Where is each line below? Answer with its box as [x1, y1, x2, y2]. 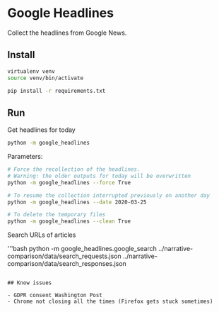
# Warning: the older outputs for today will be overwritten [7, 172, 191, 179]
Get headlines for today [7, 126, 76, 134]
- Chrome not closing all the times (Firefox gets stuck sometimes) [7, 298, 213, 306]
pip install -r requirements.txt [7, 87, 106, 94]
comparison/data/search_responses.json [7, 260, 127, 268]
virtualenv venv [7, 67, 55, 75]
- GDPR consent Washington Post [7, 292, 102, 299]
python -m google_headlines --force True [7, 179, 131, 186]
